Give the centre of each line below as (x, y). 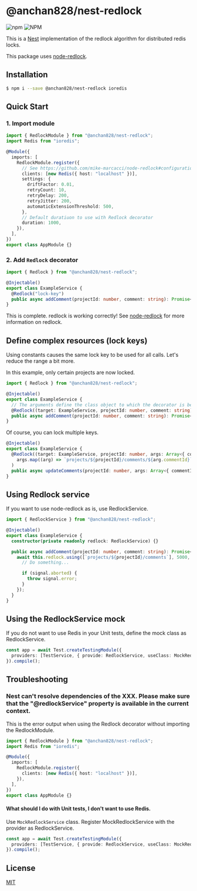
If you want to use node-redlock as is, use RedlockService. (77, 509)
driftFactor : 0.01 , (51, 185)
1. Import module (30, 123)
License (21, 868)
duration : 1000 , (41, 223)
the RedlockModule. (30, 730)
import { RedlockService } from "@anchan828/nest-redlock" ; (81, 519)
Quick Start (27, 107)
